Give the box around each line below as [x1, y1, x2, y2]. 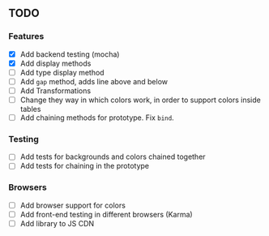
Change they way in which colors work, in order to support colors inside [19, 95, 261, 105]
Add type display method [19, 67, 105, 77]
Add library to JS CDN [19, 218, 95, 228]
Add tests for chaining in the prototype [19, 161, 150, 171]
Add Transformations [19, 85, 92, 96]
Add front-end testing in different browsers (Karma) [19, 209, 193, 219]
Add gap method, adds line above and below [19, 76, 169, 86]
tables [19, 105, 41, 114]
